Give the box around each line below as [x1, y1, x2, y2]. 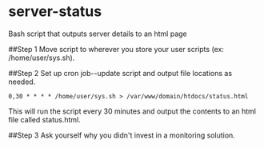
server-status [8, 2, 102, 21]
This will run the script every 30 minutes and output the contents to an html [8, 106, 256, 116]
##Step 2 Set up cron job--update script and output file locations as [8, 68, 233, 78]
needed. [8, 77, 36, 86]
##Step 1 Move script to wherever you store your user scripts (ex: [8, 44, 224, 54]
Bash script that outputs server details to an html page [8, 29, 187, 38]
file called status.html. [8, 114, 82, 124]
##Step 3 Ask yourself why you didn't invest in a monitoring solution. [8, 130, 236, 140]
